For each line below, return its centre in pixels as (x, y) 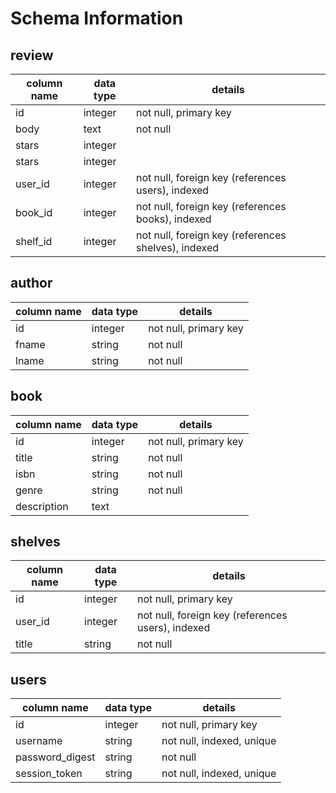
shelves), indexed (178, 247)
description (42, 506)
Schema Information (97, 18)
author (31, 283)
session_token (49, 774)
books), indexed (174, 219)
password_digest (55, 757)
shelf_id (34, 241)
